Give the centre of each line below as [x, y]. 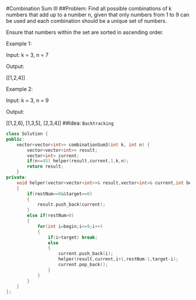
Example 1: [19, 44]
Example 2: [20, 89]
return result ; [45, 166]
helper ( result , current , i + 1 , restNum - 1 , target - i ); [118, 259]
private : [17, 178]
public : [15, 139]
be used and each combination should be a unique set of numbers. [87, 21]
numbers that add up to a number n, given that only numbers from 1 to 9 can [98, 15]
